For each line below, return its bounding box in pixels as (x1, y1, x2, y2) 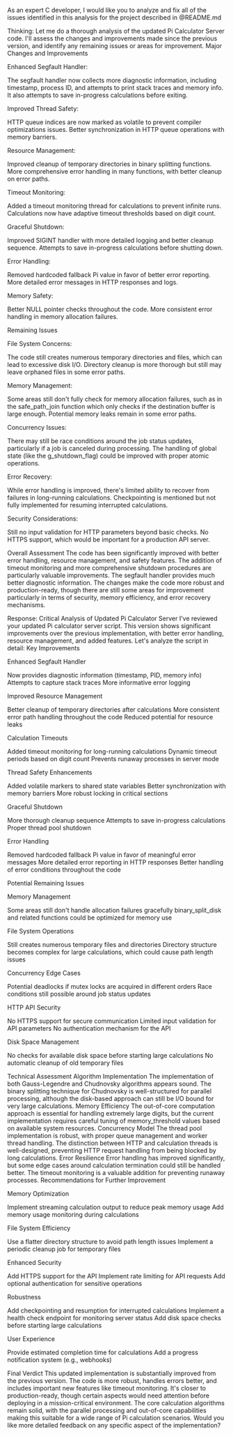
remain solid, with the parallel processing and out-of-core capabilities (7, 1406, 207, 1414)
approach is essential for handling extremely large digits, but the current (7, 1109, 214, 1117)
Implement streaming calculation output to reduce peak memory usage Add (7, 1203, 224, 1211)
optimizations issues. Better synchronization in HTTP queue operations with (7, 126, 225, 133)
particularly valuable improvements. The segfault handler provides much (7, 571, 216, 579)
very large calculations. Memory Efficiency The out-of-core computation (7, 1102, 216, 1110)
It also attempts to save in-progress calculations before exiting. (7, 91, 188, 99)
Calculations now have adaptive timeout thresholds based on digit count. (7, 209, 216, 217)
